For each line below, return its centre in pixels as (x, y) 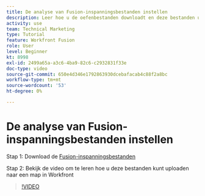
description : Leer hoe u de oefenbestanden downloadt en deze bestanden (101, 18)
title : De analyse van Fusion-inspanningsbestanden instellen (87, 12)
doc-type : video (27, 68)
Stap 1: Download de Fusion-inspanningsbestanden (71, 156)
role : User (20, 46)
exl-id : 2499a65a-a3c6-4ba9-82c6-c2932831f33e (67, 63)
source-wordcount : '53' (37, 86)
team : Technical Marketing (41, 29)
